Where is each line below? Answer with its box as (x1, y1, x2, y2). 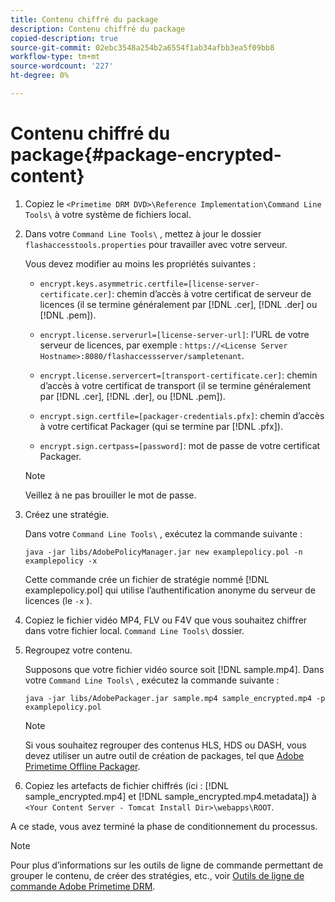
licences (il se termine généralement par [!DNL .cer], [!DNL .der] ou (39, 298, 318, 310)
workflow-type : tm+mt (10, 52, 101, 62)
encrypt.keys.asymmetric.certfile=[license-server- (39, 279, 260, 289)
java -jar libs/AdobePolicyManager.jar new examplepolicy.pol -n (24, 547, 303, 557)
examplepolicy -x (24, 556, 98, 566)
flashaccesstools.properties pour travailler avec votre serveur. (24, 238, 288, 250)
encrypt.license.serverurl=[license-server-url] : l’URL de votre (39, 328, 310, 340)
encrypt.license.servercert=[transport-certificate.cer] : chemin (39, 369, 318, 381)
